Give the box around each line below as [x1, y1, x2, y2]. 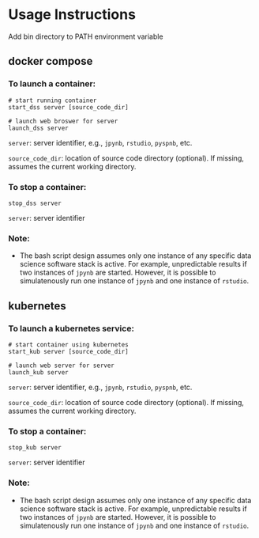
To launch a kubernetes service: [8, 323, 134, 334]
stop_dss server [8, 199, 62, 207]
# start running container [8, 97, 97, 104]
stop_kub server [8, 444, 62, 452]
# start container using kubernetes [8, 340, 129, 349]
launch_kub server [8, 368, 69, 377]
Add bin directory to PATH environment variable [8, 32, 163, 41]
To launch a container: [8, 78, 96, 89]
